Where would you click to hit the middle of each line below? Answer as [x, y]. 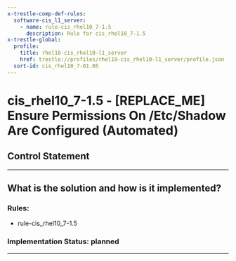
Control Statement [48, 156]
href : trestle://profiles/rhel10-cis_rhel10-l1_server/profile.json [122, 60]
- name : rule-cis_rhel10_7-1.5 [66, 27]
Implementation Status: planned [63, 241]
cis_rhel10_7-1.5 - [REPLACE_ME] [106, 101]
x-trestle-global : [34, 40]
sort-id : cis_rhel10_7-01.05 [56, 66]
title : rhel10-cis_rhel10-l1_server [74, 53]
